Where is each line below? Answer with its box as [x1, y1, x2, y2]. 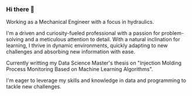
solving [6, 36, 24, 43]
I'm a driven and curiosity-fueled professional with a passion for [6, 30, 160, 37]
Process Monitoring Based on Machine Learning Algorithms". [6, 66, 153, 73]
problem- [161, 30, 184, 37]
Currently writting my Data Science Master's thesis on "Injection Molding [6, 59, 182, 66]
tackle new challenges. [6, 83, 61, 90]
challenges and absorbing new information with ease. [6, 48, 136, 55]
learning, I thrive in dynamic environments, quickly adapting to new [6, 42, 168, 49]
